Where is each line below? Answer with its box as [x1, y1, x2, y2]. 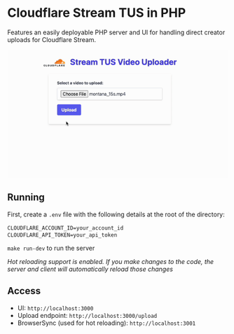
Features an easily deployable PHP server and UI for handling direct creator [7, 28, 226, 36]
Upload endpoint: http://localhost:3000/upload [17, 311, 158, 319]
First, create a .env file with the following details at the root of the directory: [7, 210, 226, 218]
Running [7, 191, 46, 204]
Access [7, 285, 41, 297]
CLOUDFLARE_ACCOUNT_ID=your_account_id [7, 224, 124, 232]
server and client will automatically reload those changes [7, 265, 174, 273]
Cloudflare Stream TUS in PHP [7, 5, 186, 21]
